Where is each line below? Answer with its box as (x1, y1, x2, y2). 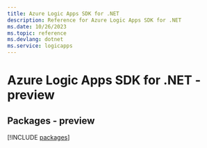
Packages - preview (7, 115, 95, 126)
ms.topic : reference (7, 29, 67, 37)
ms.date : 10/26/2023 (7, 23, 67, 30)
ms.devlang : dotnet (7, 36, 64, 43)
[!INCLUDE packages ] (7, 133, 70, 141)
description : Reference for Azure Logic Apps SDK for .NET (7, 17, 182, 24)
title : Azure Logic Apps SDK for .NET (7, 10, 119, 17)
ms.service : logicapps (7, 42, 73, 49)
